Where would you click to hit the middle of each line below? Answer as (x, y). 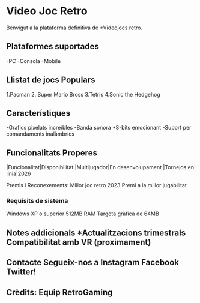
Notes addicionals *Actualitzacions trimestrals (96, 232)
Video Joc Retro (47, 11)
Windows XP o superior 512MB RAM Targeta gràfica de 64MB (83, 214)
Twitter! (21, 272)
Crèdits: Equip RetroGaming (59, 292)
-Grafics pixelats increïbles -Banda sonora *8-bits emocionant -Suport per (99, 128)
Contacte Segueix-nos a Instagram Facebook (92, 262)
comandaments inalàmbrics (41, 134)
